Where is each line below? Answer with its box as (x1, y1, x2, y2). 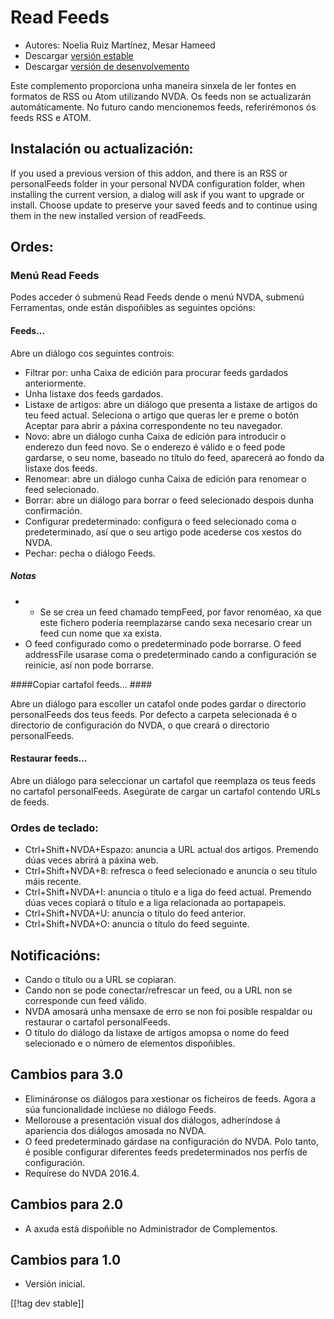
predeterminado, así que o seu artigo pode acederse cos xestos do (24, 526, 302, 538)
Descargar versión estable (24, 49, 134, 61)
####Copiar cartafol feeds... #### (10, 678, 153, 690)
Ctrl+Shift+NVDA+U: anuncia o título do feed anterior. (24, 907, 246, 920)
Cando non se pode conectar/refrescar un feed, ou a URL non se (24, 984, 293, 996)
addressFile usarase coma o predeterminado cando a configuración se (24, 648, 317, 660)
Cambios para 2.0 (10, 1196, 124, 1213)
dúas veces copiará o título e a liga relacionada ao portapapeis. (24, 897, 287, 909)
